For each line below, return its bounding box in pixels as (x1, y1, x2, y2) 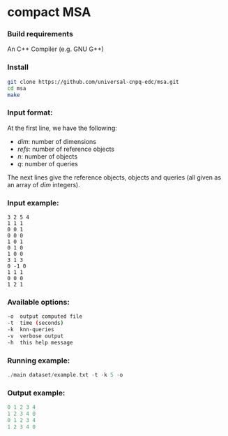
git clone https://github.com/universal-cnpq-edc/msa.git (7, 78, 179, 85)
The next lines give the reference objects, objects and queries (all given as (7, 173, 222, 182)
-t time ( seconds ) (7, 319, 64, 327)
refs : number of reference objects (17, 145, 115, 153)
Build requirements (7, 29, 73, 39)
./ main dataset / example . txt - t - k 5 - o (7, 371, 123, 378)
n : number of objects (17, 152, 78, 161)
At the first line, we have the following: (7, 124, 117, 132)
